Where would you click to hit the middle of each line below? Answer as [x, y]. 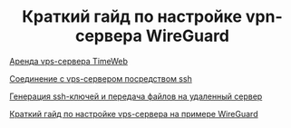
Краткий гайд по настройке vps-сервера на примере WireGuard [134, 113]
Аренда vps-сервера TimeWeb [69, 61]
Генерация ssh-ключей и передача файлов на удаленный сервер [136, 96]
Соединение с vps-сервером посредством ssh [101, 78]
